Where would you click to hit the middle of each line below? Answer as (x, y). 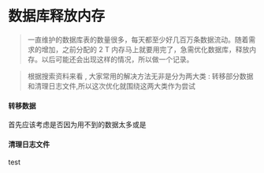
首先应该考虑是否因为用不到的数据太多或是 (77, 125)
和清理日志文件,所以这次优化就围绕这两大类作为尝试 (111, 86)
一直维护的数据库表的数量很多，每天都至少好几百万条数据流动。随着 (138, 39)
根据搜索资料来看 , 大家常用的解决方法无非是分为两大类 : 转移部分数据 (140, 76)
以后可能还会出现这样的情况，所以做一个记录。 (117, 59)
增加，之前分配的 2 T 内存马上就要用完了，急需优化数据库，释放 (145, 49)
